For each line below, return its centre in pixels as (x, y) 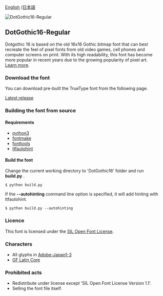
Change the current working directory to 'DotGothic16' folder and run (74, 171)
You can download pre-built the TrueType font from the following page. (76, 88)
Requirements (20, 122)
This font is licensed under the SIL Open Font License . (59, 231)
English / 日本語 (20, 7)
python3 (20, 133)
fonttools (21, 144)
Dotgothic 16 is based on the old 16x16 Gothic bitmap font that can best (77, 44)
